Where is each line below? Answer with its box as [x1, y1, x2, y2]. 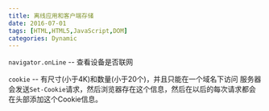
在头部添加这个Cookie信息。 [8, 94, 103, 105]
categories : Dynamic [8, 34, 78, 43]
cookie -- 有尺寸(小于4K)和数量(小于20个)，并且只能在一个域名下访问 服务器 [8, 74, 262, 84]
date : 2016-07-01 [8, 19, 67, 27]
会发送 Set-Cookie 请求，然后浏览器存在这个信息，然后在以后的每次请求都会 [8, 84, 256, 94]
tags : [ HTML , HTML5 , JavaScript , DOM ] [8, 27, 128, 35]
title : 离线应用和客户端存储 [8, 11, 94, 20]
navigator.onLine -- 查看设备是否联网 [8, 57, 134, 67]
